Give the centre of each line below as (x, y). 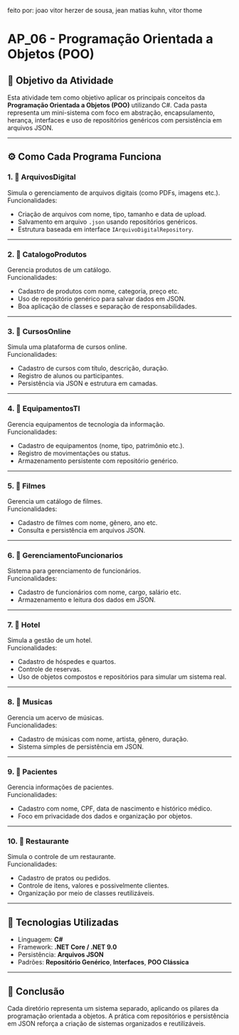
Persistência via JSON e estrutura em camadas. (87, 383)
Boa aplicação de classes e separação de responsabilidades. (107, 306)
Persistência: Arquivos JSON (61, 955)
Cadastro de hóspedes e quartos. (67, 662)
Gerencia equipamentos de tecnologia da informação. (86, 424)
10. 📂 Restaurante (38, 841)
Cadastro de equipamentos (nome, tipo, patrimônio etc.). (101, 445)
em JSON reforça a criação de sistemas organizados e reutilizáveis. (107, 1023)
